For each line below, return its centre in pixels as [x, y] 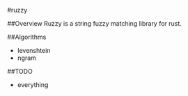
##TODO [20, 71]
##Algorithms [27, 37]
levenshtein [34, 50]
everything [33, 85]
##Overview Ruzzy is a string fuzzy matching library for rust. [95, 23]
